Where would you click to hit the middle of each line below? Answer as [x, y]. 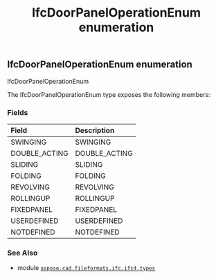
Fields [18, 112]
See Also [22, 253]
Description [95, 130]
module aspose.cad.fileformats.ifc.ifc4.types [86, 268]
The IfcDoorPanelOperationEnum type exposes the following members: [109, 94]
